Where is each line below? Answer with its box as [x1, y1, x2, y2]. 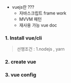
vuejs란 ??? [12, 4, 35, 10]
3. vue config [5, 71, 36, 78]
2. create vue [5, 58, 36, 65]
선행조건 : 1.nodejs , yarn [16, 46, 65, 52]
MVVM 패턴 [19, 16, 42, 22]
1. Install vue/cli [5, 34, 42, 41]
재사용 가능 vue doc [19, 22, 58, 28]
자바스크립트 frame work [19, 10, 67, 16]
